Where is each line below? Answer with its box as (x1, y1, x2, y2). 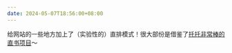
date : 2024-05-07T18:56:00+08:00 (7, 10, 104, 17)
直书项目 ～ (7, 39, 38, 47)
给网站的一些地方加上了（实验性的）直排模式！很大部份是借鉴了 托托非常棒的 (7, 30, 225, 38)
